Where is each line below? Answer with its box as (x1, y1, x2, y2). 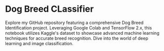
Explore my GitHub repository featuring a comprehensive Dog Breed (5, 20, 144, 25)
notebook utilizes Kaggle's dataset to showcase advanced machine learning (5, 30, 160, 36)
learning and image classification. (5, 40, 73, 46)
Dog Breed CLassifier (5, 3, 94, 15)
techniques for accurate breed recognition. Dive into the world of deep (5, 35, 149, 41)
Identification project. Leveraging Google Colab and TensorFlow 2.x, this (5, 25, 152, 30)
